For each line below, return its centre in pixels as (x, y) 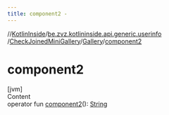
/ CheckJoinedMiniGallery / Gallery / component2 (75, 41)
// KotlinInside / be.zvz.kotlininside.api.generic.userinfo (84, 34)
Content (19, 96)
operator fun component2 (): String (57, 104)
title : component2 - (38, 14)
